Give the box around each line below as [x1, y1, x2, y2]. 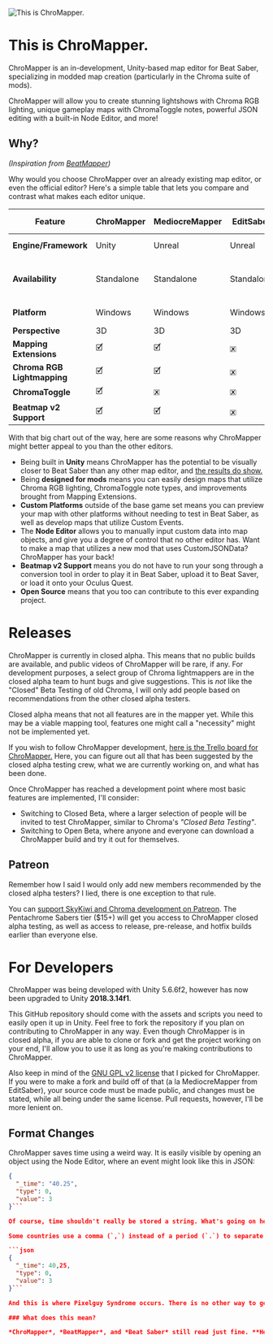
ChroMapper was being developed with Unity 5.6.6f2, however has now [8, 985, 249, 995]
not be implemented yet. [8, 726, 90, 736]
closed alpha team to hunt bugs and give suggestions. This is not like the [8, 676, 253, 686]
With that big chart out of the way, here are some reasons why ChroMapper [8, 432, 262, 442]
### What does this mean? [8, 1313, 96, 1322]
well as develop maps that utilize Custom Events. [19, 517, 184, 527]
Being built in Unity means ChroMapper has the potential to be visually [19, 457, 258, 466]
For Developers [8, 958, 114, 977]
